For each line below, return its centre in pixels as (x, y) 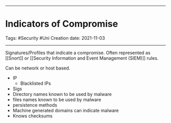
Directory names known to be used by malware (62, 94)
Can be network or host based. (38, 68)
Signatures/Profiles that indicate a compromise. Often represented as (78, 53)
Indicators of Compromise (62, 24)
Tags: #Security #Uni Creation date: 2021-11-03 (55, 38)
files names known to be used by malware (57, 100)
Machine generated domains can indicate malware (66, 110)
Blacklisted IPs (36, 83)
